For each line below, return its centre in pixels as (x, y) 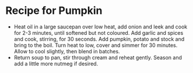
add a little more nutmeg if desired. (56, 63)
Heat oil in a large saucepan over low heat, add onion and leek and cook (101, 27)
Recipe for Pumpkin (54, 11)
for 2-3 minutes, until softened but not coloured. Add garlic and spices (99, 32)
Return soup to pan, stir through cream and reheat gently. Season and (98, 57)
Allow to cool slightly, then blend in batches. (67, 51)
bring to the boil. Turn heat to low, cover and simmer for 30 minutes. (96, 45)
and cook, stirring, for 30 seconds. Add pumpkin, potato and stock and (99, 39)
